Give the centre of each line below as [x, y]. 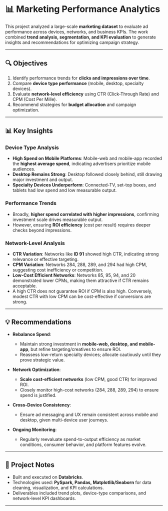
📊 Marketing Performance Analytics [83, 9]
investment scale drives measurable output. [57, 219]
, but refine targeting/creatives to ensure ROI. [75, 349]
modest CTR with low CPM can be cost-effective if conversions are [82, 296]
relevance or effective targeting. [45, 259]
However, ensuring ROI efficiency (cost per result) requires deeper [81, 224]
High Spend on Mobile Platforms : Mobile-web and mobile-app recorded [87, 158]
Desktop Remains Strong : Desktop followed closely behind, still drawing [87, 174]
